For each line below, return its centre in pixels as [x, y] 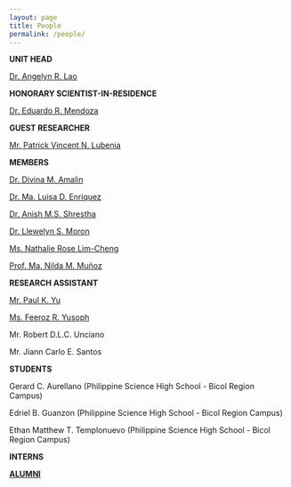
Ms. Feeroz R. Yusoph [49, 317]
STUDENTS [31, 369]
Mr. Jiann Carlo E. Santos [56, 352]
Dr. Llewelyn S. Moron [50, 231]
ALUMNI [25, 474]
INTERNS [27, 457]
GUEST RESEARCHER [50, 128]
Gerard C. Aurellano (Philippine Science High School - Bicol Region [132, 387]
